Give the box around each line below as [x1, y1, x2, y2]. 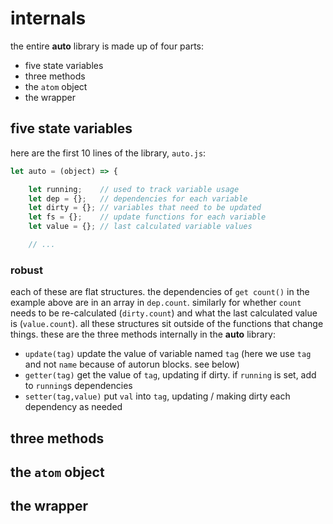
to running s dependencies [24, 380, 133, 392]
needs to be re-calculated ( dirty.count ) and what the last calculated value [10, 307, 318, 319]
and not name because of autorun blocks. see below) [24, 358, 240, 371]
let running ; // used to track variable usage [28, 184, 240, 194]
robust [10, 263, 43, 277]
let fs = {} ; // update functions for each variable [28, 212, 267, 222]
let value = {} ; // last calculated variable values [28, 222, 253, 232]
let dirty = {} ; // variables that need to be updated [28, 203, 262, 213]
